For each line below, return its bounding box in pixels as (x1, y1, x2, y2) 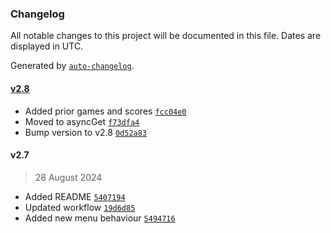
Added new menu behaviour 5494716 (24, 212, 176, 224)
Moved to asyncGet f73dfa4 (24, 115, 140, 127)
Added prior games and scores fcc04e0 (24, 105, 187, 117)
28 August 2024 (34, 171, 103, 183)
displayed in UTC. (10, 40, 84, 52)
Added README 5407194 (24, 190, 126, 202)
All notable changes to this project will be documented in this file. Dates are (10, 30, 322, 42)
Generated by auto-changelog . (10, 60, 135, 72)
